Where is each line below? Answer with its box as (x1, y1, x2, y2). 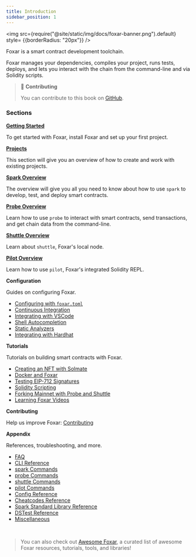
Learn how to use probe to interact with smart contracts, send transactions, (6, 214, 188, 221)
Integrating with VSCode (14, 312, 75, 320)
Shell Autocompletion (14, 318, 67, 325)
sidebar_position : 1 (6, 14, 57, 20)
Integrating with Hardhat (14, 331, 74, 338)
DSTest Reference (14, 509, 59, 516)
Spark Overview (6, 174, 47, 181)
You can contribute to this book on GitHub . (20, 94, 124, 101)
